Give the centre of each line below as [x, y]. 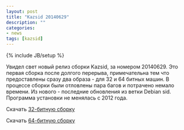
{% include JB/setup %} [35, 55]
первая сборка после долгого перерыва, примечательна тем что [88, 73]
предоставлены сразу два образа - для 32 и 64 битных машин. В [88, 79]
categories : [21, 28]
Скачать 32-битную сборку [40, 109]
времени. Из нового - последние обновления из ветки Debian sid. [89, 92]
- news [14, 33]
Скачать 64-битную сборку [40, 120]
